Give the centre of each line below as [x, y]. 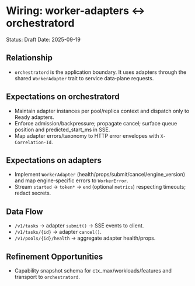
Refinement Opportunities [55, 256]
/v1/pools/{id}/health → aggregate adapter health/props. [85, 238]
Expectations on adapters [54, 160]
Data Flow [25, 211]
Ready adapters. [34, 117]
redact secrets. [33, 193]
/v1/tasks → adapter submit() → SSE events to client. [79, 226]
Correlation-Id [33, 142]
